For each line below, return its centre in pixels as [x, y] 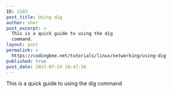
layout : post [22, 45]
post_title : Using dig [34, 17]
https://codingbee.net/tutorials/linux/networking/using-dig [89, 56]
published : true [26, 61]
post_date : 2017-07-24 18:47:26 [46, 67]
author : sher [22, 23]
